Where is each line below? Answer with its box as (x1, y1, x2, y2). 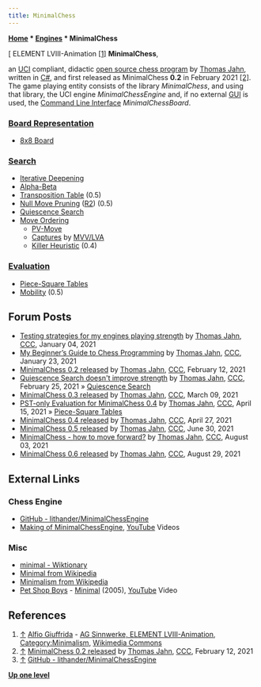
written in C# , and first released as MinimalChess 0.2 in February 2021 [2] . (8, 72, 252, 82)
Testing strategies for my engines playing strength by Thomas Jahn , (19, 331, 242, 341)
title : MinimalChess (8, 11, 77, 20)
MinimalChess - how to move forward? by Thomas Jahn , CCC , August (19, 432, 249, 442)
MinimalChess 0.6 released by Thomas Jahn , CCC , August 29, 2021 (19, 449, 241, 459)
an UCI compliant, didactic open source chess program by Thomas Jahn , (8, 64, 247, 74)
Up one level (8, 670, 50, 680)
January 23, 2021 (19, 356, 77, 366)
